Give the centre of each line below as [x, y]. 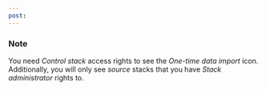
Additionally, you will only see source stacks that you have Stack [115, 69]
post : [17, 16]
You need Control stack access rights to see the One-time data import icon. [133, 61]
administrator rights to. [46, 77]
